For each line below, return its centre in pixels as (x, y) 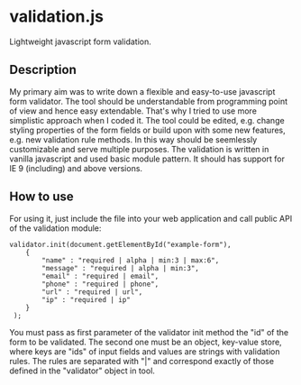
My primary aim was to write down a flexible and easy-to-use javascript (142, 91)
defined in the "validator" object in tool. (82, 371)
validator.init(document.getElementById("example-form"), (120, 244)
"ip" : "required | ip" (86, 299)
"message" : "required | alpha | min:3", (121, 268)
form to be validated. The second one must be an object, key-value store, (146, 342)
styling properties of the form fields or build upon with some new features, (147, 130)
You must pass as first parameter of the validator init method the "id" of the (149, 332)
